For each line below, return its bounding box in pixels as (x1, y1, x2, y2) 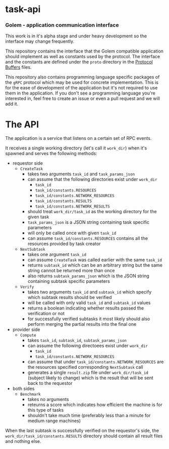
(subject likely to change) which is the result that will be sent (27, 375, 154, 381)
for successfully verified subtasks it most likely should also (27, 316, 150, 322)
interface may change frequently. (5, 38, 75, 44)
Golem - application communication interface (5, 22, 119, 29)
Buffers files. (5, 64, 32, 70)
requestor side (12, 160, 43, 166)
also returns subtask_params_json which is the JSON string (27, 273, 150, 279)
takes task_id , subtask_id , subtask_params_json (27, 337, 127, 343)
